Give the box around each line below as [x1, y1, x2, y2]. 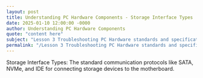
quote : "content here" [6, 31, 63, 37]
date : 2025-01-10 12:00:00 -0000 [6, 20, 91, 26]
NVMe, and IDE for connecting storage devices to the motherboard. [6, 65, 175, 72]
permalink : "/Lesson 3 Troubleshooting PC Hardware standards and [6, 43, 177, 49]
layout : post [6, 8, 39, 15]
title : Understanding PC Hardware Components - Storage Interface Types [6, 14, 193, 20]
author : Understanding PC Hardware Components [6, 25, 126, 32]
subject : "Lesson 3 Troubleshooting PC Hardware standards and [6, 37, 169, 43]
